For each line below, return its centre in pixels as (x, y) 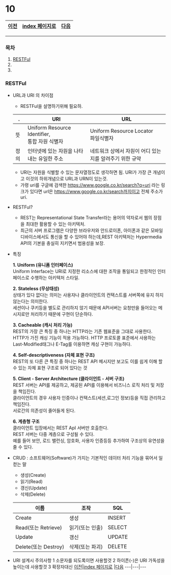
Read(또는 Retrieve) (39, 527)
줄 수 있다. (23, 447)
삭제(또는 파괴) (86, 546)
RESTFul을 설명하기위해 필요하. (51, 106)
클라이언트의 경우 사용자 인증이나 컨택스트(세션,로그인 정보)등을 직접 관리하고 (89, 398)
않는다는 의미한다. (30, 301)
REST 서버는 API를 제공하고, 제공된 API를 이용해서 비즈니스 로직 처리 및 (84, 385)
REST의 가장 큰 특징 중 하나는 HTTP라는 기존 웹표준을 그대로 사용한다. (82, 331)
